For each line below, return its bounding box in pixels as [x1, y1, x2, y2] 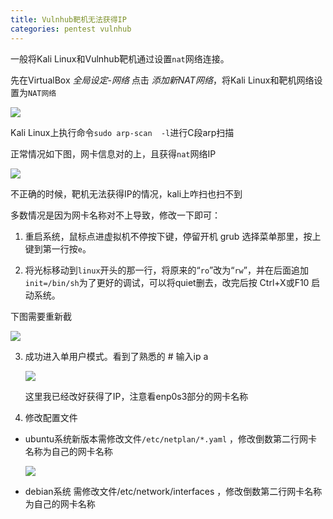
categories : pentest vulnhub [10, 24, 132, 34]
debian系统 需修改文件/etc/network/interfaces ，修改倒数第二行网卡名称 [24, 485, 323, 497]
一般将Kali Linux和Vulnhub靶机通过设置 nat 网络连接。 [10, 52, 230, 65]
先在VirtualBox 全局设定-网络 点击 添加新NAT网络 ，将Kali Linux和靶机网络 [10, 74, 315, 86]
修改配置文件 [24, 411, 78, 423]
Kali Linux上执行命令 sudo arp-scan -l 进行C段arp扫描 [10, 126, 235, 138]
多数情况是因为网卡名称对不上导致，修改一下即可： [10, 209, 221, 221]
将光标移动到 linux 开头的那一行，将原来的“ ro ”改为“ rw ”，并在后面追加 [24, 264, 309, 276]
